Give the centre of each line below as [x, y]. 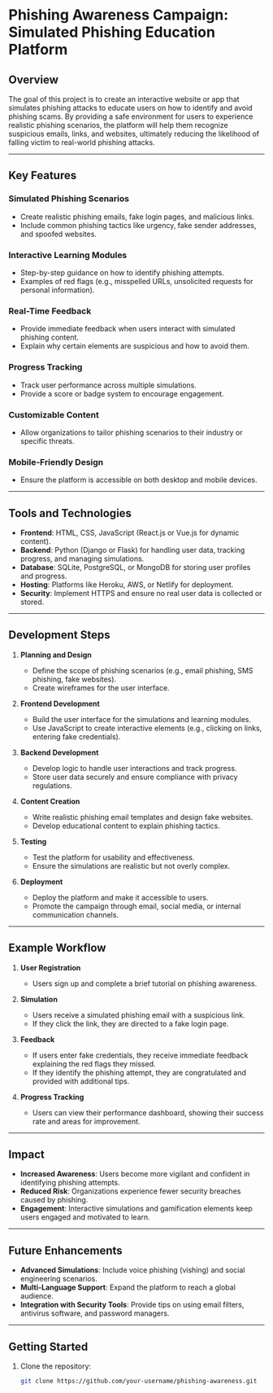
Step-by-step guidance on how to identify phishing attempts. [122, 272]
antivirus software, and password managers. [95, 1313]
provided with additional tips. [81, 1081]
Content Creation [50, 801]
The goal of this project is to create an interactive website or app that [124, 99]
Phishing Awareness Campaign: [119, 15]
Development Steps [59, 635]
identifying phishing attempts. [70, 1183]
